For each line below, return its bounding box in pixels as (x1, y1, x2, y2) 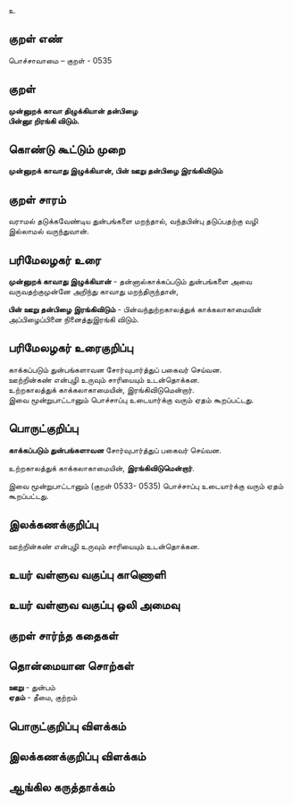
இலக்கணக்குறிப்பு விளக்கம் (8, 749, 146, 765)
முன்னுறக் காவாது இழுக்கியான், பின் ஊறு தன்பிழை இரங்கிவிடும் (8, 165, 223, 176)
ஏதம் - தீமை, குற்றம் (8, 692, 78, 703)
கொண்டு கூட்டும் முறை (8, 142, 126, 157)
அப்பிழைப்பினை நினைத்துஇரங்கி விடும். (8, 314, 139, 325)
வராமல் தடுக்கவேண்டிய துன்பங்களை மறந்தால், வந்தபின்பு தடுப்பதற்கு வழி (8, 216, 258, 226)
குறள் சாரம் (8, 191, 66, 207)
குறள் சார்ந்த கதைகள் (8, 628, 119, 643)
